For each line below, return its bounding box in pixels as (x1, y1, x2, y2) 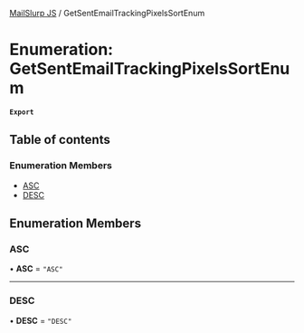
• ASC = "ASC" (9, 263, 63, 274)
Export (9, 108, 34, 117)
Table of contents (9, 132, 110, 147)
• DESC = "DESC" (9, 315, 72, 326)
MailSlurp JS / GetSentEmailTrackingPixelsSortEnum (9, 8, 205, 18)
